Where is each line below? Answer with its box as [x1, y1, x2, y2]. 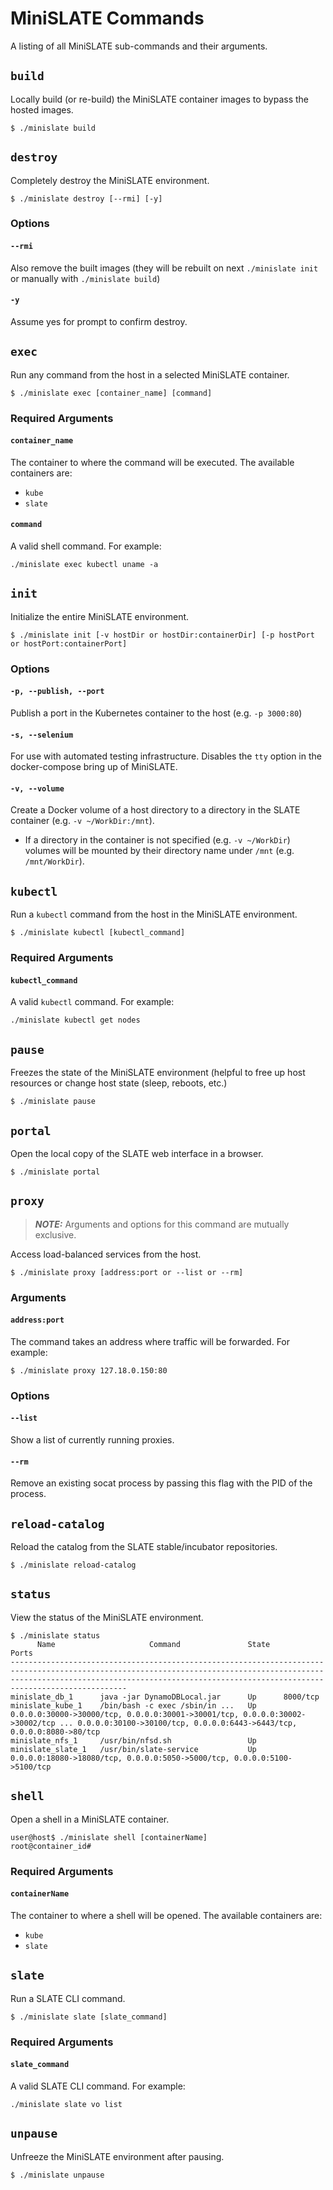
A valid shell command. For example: [10, 540, 162, 552]
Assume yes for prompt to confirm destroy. [10, 315, 188, 327]
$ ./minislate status [10, 1630, 101, 1641]
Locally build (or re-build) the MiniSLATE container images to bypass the [10, 93, 310, 105]
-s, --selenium [10, 730, 74, 740]
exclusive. [34, 1228, 77, 1241]
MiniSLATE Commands [10, 7, 205, 30]
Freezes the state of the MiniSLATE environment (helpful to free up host [10, 1067, 306, 1079]
